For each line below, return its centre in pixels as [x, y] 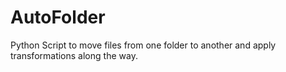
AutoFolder [58, 17]
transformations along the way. [74, 55]
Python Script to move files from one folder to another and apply [143, 45]
